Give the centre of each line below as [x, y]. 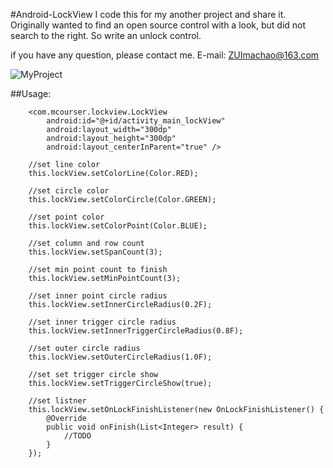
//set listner [57, 401]
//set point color [66, 217]
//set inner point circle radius [98, 296]
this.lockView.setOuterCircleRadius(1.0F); [120, 357]
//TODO [77, 436]
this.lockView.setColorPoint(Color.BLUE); [118, 226]
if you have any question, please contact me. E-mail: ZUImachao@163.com [165, 55]
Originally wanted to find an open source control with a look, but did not [158, 25]
